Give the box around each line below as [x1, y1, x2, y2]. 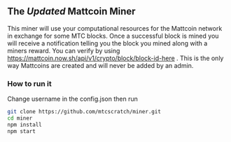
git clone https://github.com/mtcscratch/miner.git [7, 108, 161, 115]
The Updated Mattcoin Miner [7, 6, 136, 17]
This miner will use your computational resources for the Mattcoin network [7, 24, 223, 32]
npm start [7, 127, 36, 135]
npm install [7, 121, 42, 128]
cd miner [7, 115, 33, 122]
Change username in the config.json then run [7, 94, 138, 104]
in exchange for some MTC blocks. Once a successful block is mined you [7, 31, 219, 40]
